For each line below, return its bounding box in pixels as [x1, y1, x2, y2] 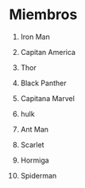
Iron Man [20, 32, 50, 41]
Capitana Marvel [20, 93, 75, 103]
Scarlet [20, 139, 44, 149]
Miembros [9, 6, 78, 24]
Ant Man [20, 124, 49, 134]
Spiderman [20, 170, 57, 180]
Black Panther [20, 78, 67, 88]
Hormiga [20, 155, 50, 165]
